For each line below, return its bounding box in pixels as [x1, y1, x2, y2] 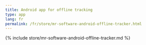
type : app [5, 12, 26, 17]
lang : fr [5, 16, 23, 21]
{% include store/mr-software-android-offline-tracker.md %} [5, 35, 131, 41]
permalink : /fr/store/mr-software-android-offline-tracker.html [5, 21, 142, 26]
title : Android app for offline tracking [5, 7, 93, 12]
